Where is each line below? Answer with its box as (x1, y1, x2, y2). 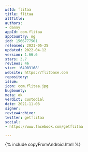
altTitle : (5, 16, 25, 21)
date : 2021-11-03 (5, 102, 40, 106)
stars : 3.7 (5, 57, 27, 61)
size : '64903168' (5, 66, 40, 71)
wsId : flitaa (5, 7, 31, 12)
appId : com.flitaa (5, 30, 42, 34)
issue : (5, 79, 18, 84)
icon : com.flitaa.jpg (5, 83, 49, 89)
